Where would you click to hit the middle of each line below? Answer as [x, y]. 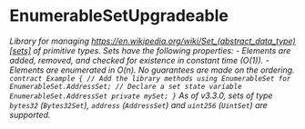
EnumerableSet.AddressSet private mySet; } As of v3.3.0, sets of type [141, 95]
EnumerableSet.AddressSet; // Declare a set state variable [126, 86]
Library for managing [49, 41]
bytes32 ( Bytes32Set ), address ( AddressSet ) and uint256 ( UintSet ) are [139, 104]
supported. [30, 114]
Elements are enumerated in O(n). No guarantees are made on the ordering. [152, 70]
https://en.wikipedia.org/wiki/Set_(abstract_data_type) [193, 41]
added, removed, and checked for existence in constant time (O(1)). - [140, 60]
